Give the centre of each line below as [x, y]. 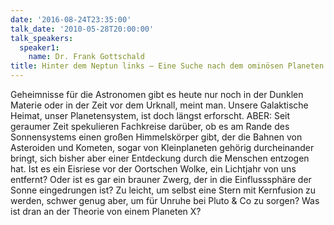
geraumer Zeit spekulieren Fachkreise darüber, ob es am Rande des [150, 126]
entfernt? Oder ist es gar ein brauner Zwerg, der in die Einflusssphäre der [161, 179]
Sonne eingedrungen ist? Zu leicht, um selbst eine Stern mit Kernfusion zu [163, 190]
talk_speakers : [42, 38]
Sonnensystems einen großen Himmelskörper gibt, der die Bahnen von [156, 137]
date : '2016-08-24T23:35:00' [71, 19]
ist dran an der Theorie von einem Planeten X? [106, 211]
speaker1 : [39, 47]
